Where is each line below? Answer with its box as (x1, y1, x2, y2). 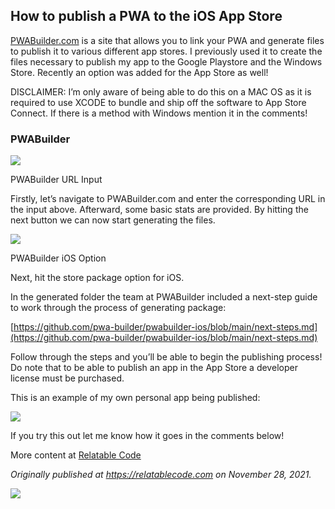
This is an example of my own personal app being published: (10, 392, 261, 404)
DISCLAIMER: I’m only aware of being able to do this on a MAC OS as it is (10, 85, 312, 98)
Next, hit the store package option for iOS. (10, 272, 185, 284)
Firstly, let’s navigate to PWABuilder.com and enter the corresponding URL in (10, 193, 326, 205)
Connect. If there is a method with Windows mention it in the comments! (10, 107, 308, 119)
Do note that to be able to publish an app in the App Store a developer (10, 362, 298, 374)
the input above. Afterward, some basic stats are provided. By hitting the (10, 204, 309, 216)
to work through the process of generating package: (10, 302, 227, 314)
